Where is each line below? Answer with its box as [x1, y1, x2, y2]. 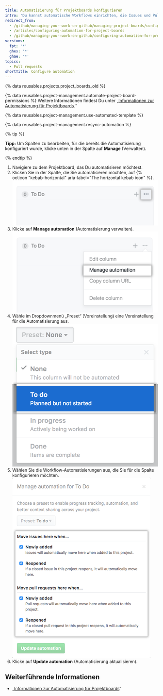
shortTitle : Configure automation [5, 69, 75, 74]
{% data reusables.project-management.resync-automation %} [5, 122, 131, 128]
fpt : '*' [9, 44, 27, 49]
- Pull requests [9, 64, 42, 69]
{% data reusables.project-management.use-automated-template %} [5, 112, 144, 118]
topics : [5, 59, 21, 64]
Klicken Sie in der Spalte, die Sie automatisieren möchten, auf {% [12, 170, 143, 176]
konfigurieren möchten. [12, 472, 59, 478]
